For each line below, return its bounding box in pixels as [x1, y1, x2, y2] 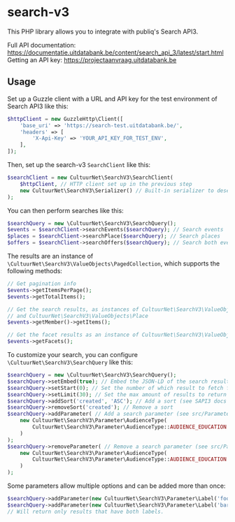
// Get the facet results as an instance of [7, 331, 139, 339]
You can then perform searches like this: [7, 206, 124, 215]
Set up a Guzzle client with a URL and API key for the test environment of [7, 94, 218, 103]
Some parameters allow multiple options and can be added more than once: [7, 481, 226, 490]
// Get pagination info [7, 280, 77, 287]
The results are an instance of [7, 252, 94, 260]
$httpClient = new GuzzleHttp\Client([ [7, 115, 124, 122]
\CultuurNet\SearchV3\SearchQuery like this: [7, 358, 133, 366]
